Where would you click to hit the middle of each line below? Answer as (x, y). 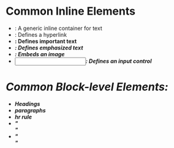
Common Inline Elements (71, 11)
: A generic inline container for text (58, 28)
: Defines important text (46, 41)
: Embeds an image (40, 54)
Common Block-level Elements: (87, 87)
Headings (27, 104)
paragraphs (30, 110)
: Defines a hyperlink (41, 34)
